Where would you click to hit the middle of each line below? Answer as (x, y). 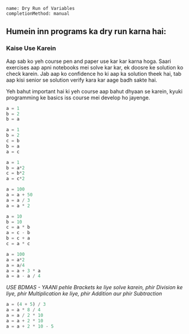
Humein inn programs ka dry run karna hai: (86, 31)
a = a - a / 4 (24, 276)
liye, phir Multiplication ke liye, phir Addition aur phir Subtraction (84, 293)
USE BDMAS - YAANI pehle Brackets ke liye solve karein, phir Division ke (94, 288)
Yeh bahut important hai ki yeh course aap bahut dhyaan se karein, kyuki (94, 91)
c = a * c (18, 244)
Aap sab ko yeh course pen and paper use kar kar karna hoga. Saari (89, 61)
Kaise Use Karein (31, 48)
